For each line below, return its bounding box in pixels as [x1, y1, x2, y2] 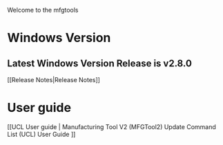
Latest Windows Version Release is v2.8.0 [7, 57, 192, 69]
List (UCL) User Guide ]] [7, 130, 76, 138]
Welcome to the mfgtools [7, 6, 79, 14]
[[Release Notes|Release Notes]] [7, 76, 100, 84]
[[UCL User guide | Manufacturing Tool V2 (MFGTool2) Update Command [7, 122, 216, 130]
